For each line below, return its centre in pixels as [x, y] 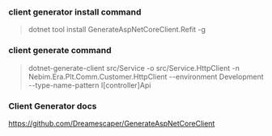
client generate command [60, 51]
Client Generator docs [53, 105]
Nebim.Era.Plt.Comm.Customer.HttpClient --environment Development [146, 76]
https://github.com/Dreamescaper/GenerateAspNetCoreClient [112, 123]
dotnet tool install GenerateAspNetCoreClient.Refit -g [117, 30]
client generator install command [75, 12]
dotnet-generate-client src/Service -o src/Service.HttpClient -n [134, 68]
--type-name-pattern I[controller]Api [89, 85]
